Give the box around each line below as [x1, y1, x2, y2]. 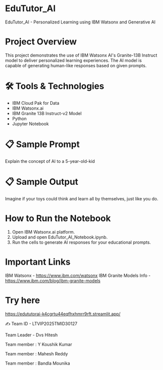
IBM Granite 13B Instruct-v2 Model [12, 110, 82, 116]
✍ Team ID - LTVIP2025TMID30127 [5, 320, 78, 327]
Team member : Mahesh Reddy [5, 351, 68, 356]
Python [12, 116, 27, 121]
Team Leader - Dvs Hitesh [5, 332, 58, 338]
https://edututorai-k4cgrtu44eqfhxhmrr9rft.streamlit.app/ [5, 311, 121, 317]
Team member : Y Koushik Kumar [5, 341, 72, 347]
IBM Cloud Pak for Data [12, 100, 60, 106]
